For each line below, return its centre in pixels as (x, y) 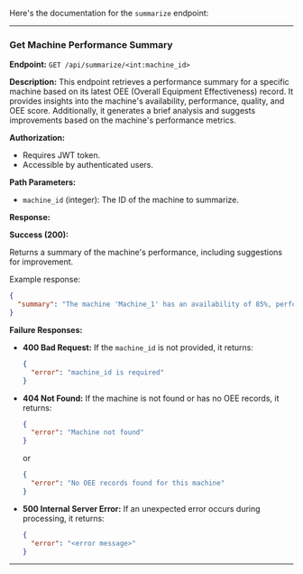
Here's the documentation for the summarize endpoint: (109, 13)
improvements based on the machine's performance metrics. (123, 120)
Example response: (45, 280)
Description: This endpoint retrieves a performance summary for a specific (150, 82)
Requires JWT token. (61, 155)
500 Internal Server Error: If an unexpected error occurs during (141, 508)
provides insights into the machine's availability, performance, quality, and (147, 101)
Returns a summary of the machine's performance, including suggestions (146, 253)
